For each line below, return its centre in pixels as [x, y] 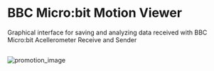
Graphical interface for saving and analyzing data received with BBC [107, 32]
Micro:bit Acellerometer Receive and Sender [72, 39]
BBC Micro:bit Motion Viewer [95, 13]
